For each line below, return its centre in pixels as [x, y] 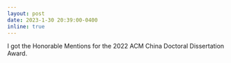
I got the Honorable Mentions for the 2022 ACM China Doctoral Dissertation [116, 46]
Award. [17, 53]
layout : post [26, 13]
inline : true [26, 26]
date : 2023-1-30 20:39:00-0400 [53, 20]
